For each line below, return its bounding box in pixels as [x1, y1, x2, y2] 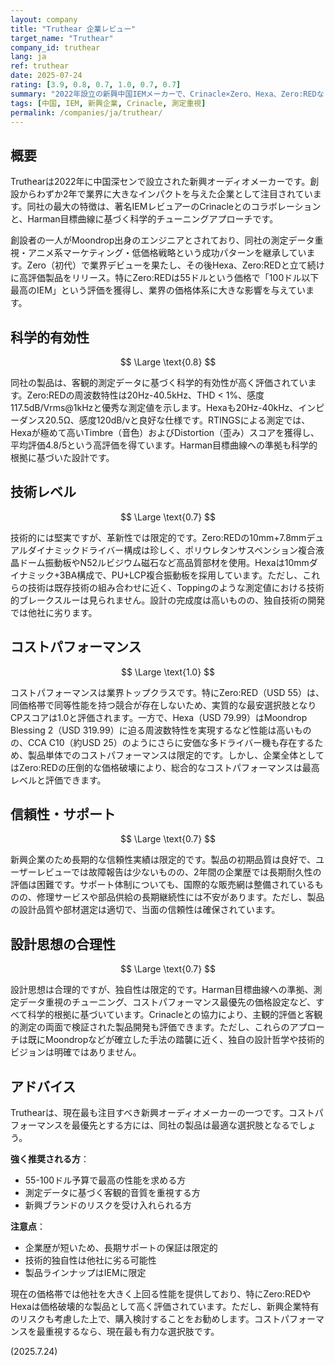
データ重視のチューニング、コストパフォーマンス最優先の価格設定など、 [18, 996, 317, 1008]
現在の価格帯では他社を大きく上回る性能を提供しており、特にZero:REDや [10, 1288, 312, 1300]
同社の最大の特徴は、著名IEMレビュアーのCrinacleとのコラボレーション [26, 201, 322, 213]
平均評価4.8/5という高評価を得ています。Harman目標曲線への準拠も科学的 [10, 439, 318, 451]
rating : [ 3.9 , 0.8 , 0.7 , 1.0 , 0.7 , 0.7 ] [10, 80, 182, 90]
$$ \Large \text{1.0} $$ [120, 666, 216, 678]
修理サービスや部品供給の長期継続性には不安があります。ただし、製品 [36, 891, 325, 903]
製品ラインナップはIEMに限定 [24, 1267, 147, 1279]
